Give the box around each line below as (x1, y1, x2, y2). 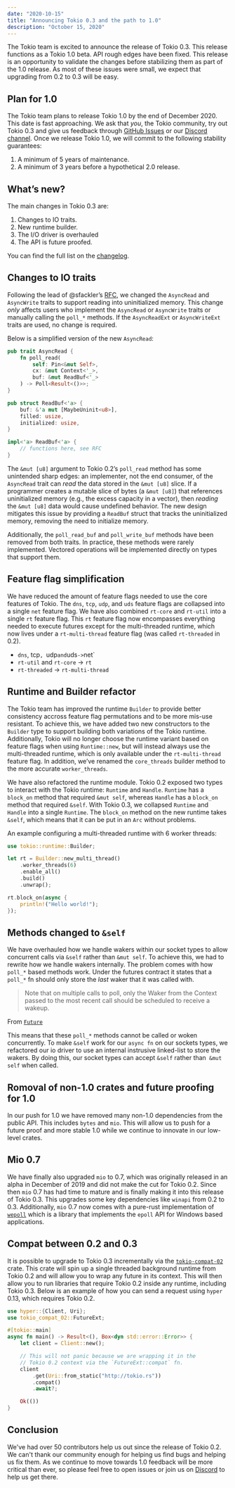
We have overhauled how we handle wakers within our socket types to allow (7, 945, 228, 954)
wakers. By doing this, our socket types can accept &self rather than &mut (7, 1054, 222, 1062)
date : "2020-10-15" (7, 10, 65, 18)
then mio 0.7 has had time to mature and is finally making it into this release (7, 1187, 224, 1196)
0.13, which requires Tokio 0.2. (7, 1294, 95, 1302)
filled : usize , (20, 412, 65, 420)
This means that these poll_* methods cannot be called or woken (7, 1031, 198, 1040)
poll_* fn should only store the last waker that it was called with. (7, 976, 194, 984)
